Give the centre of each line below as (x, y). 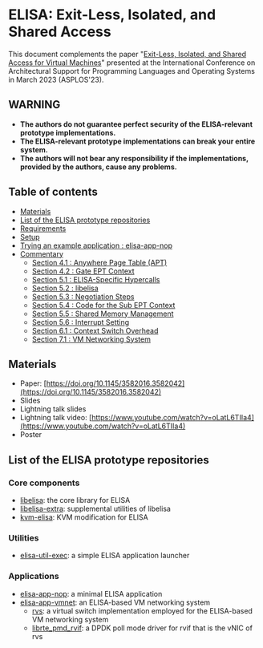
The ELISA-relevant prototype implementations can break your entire (138, 141)
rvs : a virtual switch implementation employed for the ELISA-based (142, 610)
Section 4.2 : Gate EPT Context (83, 271)
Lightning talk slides (53, 409)
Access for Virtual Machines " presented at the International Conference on (132, 63)
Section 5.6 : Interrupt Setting (81, 322)
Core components (44, 483)
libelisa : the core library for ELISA (75, 500)
